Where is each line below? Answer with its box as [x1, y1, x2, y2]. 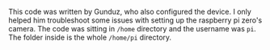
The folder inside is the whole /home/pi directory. [8, 32, 172, 42]
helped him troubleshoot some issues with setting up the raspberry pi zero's [8, 15, 263, 25]
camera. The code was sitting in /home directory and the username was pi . [8, 24, 256, 33]
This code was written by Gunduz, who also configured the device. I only [8, 7, 252, 16]
